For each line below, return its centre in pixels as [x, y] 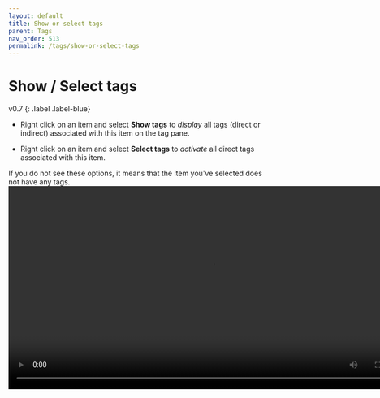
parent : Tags [30, 31]
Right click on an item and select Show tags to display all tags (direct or [140, 125]
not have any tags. [39, 182]
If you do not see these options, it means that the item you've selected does [135, 173]
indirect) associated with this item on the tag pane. [105, 133]
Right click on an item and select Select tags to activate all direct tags [137, 149]
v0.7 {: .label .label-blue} [50, 109]
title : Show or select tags [56, 24]
